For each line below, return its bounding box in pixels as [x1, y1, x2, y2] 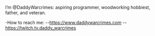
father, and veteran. [5, 10, 46, 16]
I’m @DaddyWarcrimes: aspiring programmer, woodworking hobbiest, [5, 5, 150, 10]
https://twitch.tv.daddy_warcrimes [5, 25, 76, 31]
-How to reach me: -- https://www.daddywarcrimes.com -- [5, 20, 127, 25]
